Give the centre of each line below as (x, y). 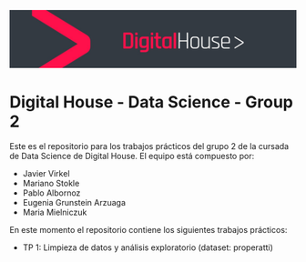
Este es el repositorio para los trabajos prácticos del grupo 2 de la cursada (149, 146)
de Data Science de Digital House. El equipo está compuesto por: (132, 156)
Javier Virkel (46, 174)
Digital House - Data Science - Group (151, 102)
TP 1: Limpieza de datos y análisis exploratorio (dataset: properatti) (148, 247)
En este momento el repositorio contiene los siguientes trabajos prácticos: (148, 230)
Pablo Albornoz (51, 193)
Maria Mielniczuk (55, 212)
